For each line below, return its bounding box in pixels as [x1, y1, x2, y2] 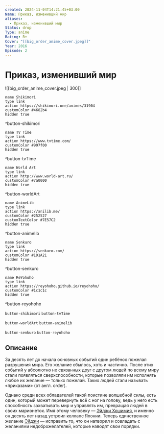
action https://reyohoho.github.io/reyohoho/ [5, 284, 99, 289]
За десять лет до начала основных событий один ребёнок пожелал [5, 357, 147, 362]
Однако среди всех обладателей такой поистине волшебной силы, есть [5, 392, 156, 398]
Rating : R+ [5, 35, 27, 40]
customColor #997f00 [5, 143, 47, 148]
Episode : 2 [5, 48, 27, 53]
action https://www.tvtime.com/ [5, 139, 71, 144]
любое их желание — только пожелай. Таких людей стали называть [5, 378, 148, 384]
